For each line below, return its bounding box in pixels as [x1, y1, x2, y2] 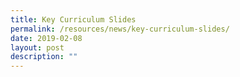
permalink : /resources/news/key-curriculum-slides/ [10, 24, 230, 34]
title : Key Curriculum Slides [10, 14, 137, 25]
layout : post [10, 42, 65, 53]
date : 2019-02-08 [10, 33, 83, 43]
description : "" [10, 52, 78, 62]
